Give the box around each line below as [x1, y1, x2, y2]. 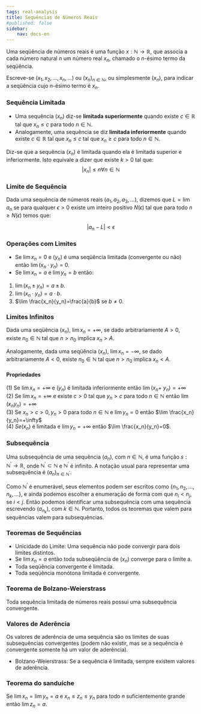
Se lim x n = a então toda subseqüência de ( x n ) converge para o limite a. [14, 555, 192, 564]
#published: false [6, 20, 52, 26]
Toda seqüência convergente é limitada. [14, 563, 114, 570]
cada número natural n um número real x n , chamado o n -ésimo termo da [6, 55, 186, 63]
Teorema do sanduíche [6, 679, 75, 687]
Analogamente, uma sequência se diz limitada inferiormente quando [14, 129, 187, 136]
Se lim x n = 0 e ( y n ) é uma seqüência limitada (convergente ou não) [14, 253, 182, 262]
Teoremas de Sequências [6, 529, 82, 537]
